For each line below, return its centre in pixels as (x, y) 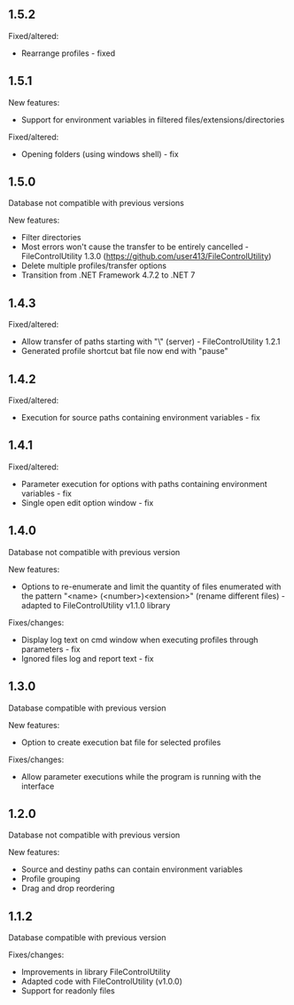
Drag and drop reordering (68, 888)
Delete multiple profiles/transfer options (94, 266)
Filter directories (51, 238)
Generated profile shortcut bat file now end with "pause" (124, 351)
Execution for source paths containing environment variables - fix (140, 418)
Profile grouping (50, 879)
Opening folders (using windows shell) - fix (100, 153)
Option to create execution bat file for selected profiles (121, 742)
